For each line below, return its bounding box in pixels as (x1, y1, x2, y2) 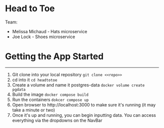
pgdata (12, 87, 26, 92)
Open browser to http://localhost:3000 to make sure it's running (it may (12, 102, 156, 107)
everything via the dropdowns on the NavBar (12, 117, 102, 123)
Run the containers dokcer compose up (12, 96, 89, 103)
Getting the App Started (5, 51, 104, 62)
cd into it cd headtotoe (12, 77, 58, 83)
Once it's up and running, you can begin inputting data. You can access (12, 112, 156, 118)
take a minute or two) (12, 107, 55, 113)
